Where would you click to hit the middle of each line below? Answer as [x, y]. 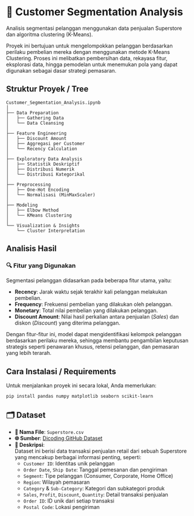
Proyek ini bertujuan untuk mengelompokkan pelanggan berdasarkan [89, 46]
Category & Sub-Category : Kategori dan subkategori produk [94, 488]
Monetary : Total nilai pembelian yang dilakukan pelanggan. [86, 310]
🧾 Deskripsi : [30, 445]
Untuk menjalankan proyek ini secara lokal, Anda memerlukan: [81, 385]
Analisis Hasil [31, 249]
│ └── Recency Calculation [42, 149]
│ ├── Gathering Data [35, 118]
